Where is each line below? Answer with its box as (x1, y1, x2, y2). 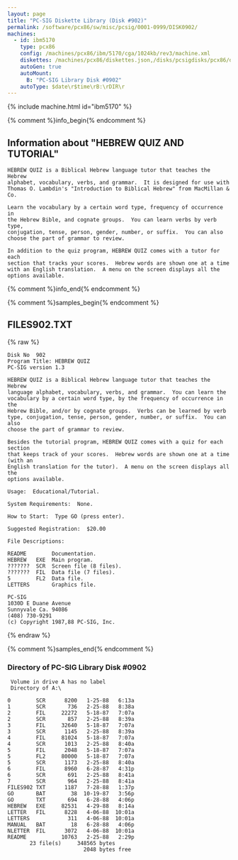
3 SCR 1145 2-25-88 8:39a (7, 728, 135, 735)
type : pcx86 (20, 43, 55, 50)
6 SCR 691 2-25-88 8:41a (7, 771, 135, 779)
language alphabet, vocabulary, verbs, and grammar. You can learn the (7, 388, 227, 396)
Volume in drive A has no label (10, 678, 106, 685)
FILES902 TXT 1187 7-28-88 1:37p (7, 784, 135, 791)
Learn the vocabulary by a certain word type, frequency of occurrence (7, 204, 223, 211)
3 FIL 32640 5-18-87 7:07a (7, 722, 135, 729)
